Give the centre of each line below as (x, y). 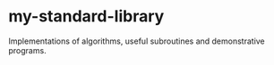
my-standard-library (86, 16)
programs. (27, 50)
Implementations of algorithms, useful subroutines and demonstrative (137, 41)
